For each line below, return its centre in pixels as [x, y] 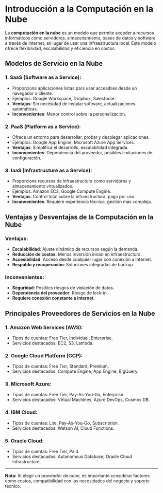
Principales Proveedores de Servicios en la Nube [80, 313]
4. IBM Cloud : [21, 412]
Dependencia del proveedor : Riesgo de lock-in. [60, 293]
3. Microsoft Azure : [28, 384]
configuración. [27, 158]
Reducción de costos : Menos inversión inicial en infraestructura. [77, 254]
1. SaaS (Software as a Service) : [43, 77]
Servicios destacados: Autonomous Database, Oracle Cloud [72, 456]
